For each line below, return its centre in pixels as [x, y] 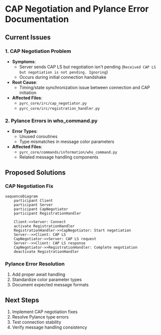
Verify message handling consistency [49, 327]
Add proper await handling [39, 274]
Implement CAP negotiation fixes [45, 312]
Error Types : [25, 131]
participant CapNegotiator [41, 209]
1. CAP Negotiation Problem [38, 51]
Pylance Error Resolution [35, 264]
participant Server [33, 205]
